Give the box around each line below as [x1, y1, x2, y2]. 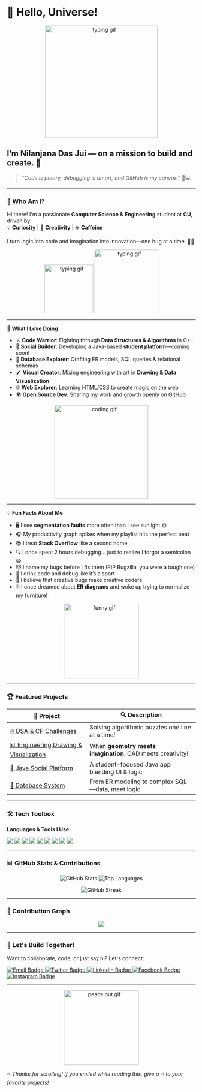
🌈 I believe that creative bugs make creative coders [15, 577, 143, 584]
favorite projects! [7, 1079, 49, 1086]
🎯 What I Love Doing [7, 325, 59, 332]
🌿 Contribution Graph [7, 907, 70, 915]
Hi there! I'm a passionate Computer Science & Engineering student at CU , [7, 211, 193, 218]
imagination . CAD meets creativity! [89, 749, 189, 758]
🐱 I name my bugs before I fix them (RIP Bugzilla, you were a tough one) [15, 563, 195, 571]
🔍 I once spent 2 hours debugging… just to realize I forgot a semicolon [15, 548, 191, 556]
